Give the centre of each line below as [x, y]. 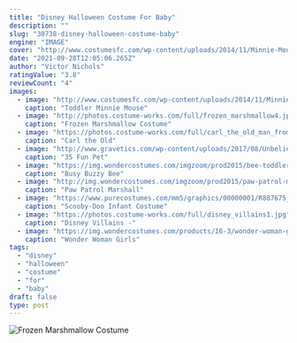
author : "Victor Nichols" [57, 67]
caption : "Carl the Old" [71, 141]
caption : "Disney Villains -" [81, 223]
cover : [21, 50]
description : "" [39, 26]
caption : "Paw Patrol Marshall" [84, 190]
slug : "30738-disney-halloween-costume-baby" [94, 34]
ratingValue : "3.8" [45, 75]
